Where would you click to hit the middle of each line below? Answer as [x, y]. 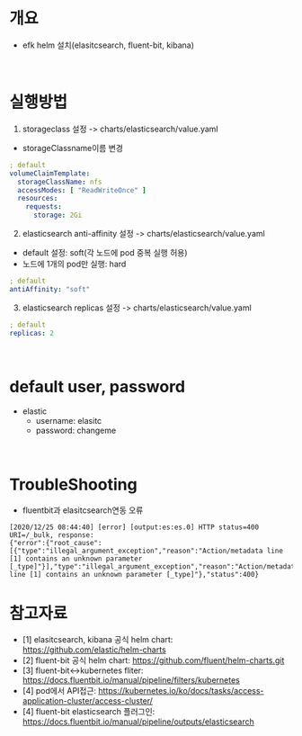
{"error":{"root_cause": [56, 543]
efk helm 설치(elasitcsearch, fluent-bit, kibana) [108, 45]
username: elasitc [69, 421]
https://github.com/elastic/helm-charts [94, 650]
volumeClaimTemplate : [50, 173]
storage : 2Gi [58, 215]
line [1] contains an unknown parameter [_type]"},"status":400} [134, 575]
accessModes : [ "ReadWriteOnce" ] [82, 190]
